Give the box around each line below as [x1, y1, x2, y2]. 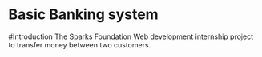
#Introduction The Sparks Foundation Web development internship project [8, 32, 254, 41]
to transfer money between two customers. [8, 40, 151, 49]
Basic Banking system [8, 6, 159, 24]
